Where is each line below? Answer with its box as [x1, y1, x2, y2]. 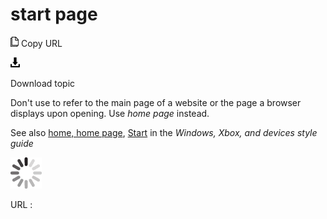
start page [10, 3, 98, 26]
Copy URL [20, 37, 63, 49]
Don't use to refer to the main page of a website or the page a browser [10, 96, 302, 108]
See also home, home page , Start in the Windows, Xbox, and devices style [10, 126, 318, 138]
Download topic [10, 77, 76, 89]
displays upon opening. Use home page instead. [10, 107, 210, 119]
